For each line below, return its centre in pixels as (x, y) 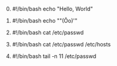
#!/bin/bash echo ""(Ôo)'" (45, 20)
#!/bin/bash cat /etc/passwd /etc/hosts (62, 44)
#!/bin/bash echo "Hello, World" (52, 9)
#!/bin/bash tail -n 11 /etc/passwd (54, 56)
